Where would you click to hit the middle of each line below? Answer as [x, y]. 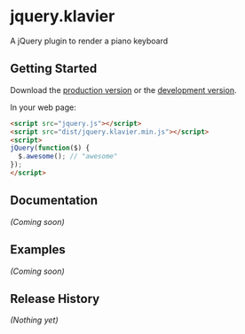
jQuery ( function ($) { [50, 148]
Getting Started [54, 69]
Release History [55, 299]
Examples [38, 250]
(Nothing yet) [34, 320]
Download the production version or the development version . [123, 89]
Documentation [54, 201]
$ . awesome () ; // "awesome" [68, 157]
